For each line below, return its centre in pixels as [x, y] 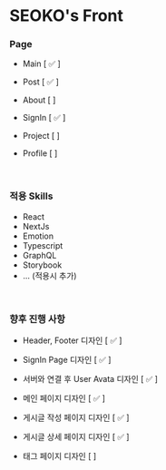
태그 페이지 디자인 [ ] [59, 456]
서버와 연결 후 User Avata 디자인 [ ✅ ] [90, 379]
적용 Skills [31, 196]
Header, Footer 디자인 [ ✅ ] [72, 340]
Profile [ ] [40, 153]
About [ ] [39, 100]
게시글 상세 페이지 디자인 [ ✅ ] [76, 437]
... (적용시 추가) [49, 275]
